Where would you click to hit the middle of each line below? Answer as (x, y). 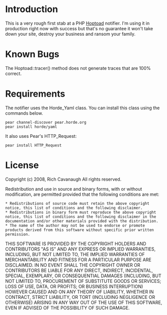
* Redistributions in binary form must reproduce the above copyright (81, 212)
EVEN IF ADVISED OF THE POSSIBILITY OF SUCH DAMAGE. (67, 307)
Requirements (35, 94)
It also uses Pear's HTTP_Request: (41, 136)
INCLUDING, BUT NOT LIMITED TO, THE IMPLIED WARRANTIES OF (75, 254)
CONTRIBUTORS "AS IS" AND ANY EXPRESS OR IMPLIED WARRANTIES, (80, 249)
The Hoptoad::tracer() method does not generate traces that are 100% (78, 68)
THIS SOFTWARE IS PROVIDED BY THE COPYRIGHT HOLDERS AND (76, 244)
